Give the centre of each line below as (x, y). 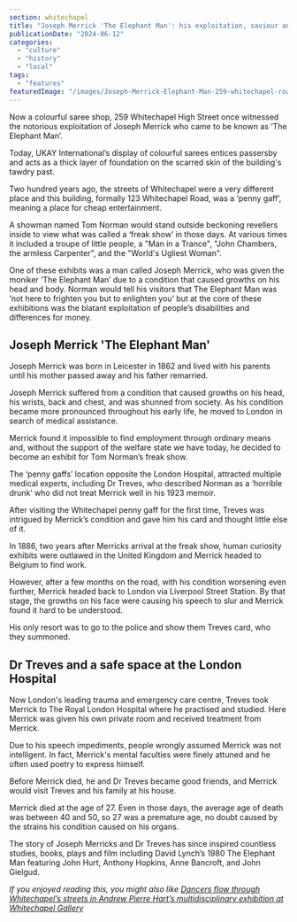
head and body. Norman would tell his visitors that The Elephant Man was (143, 289)
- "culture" (39, 50)
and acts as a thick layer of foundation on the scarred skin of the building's (145, 162)
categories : (31, 42)
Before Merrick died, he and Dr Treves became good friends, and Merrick (143, 781)
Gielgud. (24, 872)
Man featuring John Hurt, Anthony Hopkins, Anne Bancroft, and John (135, 863)
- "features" (41, 83)
